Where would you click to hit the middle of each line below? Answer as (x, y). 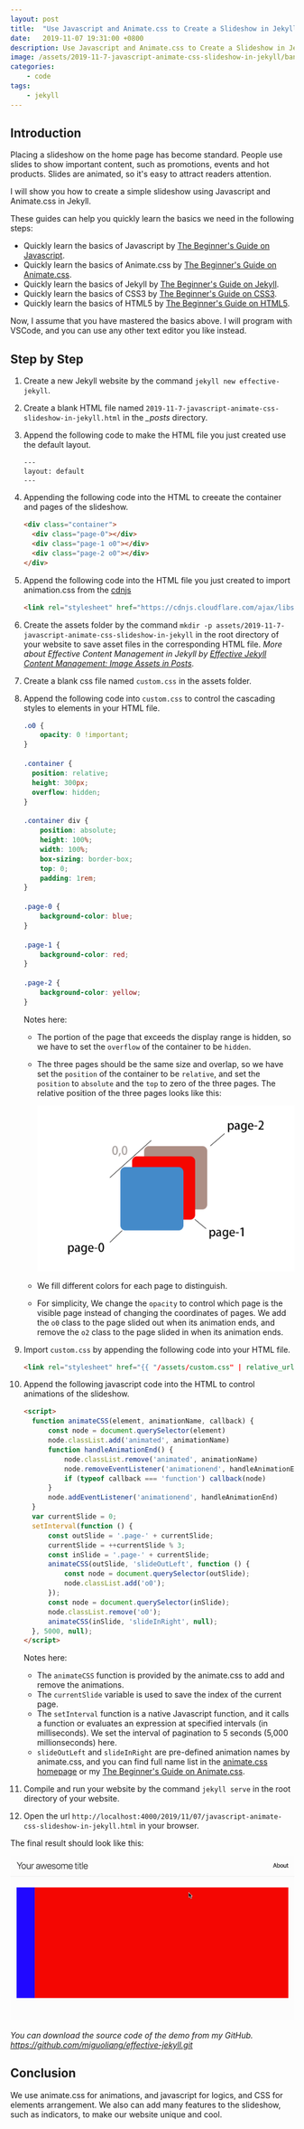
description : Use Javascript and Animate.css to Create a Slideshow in (147, 48)
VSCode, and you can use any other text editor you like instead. (129, 331)
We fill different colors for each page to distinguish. (132, 1285)
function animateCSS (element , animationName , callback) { (143, 1421)
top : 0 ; (54, 868)
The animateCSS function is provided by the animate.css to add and (161, 1675)
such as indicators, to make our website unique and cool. (116, 2114)
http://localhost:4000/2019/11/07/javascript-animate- (177, 1817)
